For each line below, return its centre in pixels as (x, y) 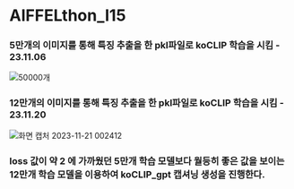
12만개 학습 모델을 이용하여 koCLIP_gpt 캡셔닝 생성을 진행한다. (138, 174)
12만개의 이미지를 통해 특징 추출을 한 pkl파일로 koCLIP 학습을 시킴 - (147, 103)
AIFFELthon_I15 (68, 16)
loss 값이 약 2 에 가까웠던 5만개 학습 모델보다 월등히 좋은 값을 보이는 (147, 160)
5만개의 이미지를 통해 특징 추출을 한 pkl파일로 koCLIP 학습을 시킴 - (145, 46)
